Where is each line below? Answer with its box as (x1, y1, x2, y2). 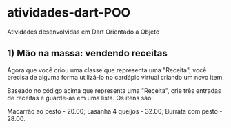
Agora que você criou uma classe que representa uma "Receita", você (7, 65, 207, 74)
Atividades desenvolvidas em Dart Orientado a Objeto (7, 28, 160, 36)
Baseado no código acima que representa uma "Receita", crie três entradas (7, 86, 222, 94)
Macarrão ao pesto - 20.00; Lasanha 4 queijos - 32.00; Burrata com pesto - (7, 107, 223, 115)
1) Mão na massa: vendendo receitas (7, 47, 168, 59)
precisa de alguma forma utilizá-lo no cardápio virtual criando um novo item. (7, 73, 224, 81)
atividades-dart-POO (7, 5, 131, 21)
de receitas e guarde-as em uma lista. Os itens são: (7, 94, 154, 102)
